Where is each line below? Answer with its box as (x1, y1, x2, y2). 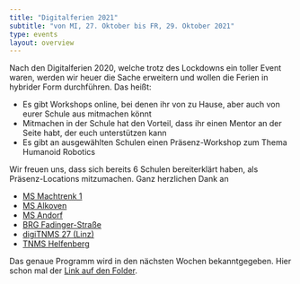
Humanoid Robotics (22, 147, 96, 158)
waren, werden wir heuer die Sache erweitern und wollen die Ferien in (9, 73, 269, 83)
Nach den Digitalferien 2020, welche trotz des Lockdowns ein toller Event (9, 63, 282, 73)
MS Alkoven (22, 201, 67, 211)
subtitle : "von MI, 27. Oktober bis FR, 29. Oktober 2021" (9, 22, 235, 30)
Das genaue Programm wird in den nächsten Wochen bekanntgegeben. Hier (9, 256, 292, 267)
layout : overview (9, 38, 75, 47)
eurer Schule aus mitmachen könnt (22, 108, 153, 119)
